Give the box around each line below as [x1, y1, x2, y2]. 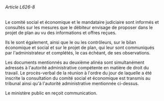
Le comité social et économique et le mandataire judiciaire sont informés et [5, 19, 159, 25]
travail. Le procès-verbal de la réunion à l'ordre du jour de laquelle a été [5, 70, 152, 76]
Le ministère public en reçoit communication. [5, 90, 98, 96]
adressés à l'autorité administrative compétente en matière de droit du [5, 65, 149, 71]
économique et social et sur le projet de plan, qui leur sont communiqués [5, 45, 155, 50]
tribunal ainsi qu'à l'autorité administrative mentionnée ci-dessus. [5, 81, 139, 87]
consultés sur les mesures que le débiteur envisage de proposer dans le [5, 25, 153, 31]
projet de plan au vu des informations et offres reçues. [5, 30, 117, 36]
